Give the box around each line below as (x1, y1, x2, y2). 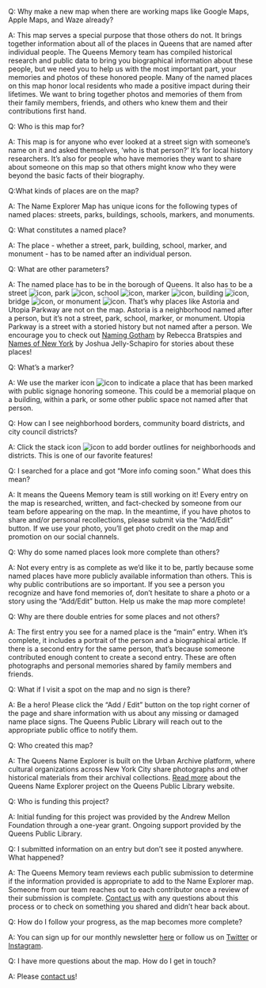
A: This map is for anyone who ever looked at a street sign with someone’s (8, 137, 251, 146)
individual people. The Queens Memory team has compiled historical (8, 48, 233, 56)
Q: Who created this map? (8, 741, 93, 750)
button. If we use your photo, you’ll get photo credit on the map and (8, 523, 229, 533)
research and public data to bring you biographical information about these (8, 56, 253, 65)
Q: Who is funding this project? (8, 797, 109, 806)
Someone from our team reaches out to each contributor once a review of (8, 885, 249, 894)
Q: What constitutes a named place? (8, 225, 127, 235)
